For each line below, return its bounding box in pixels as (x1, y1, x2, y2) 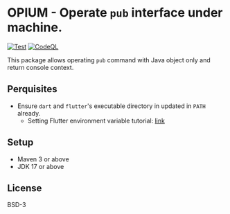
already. (17, 109, 41, 117)
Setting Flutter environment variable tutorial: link (27, 116, 165, 125)
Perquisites (7, 83, 57, 95)
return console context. (7, 63, 74, 71)
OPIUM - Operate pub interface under (7, 5, 223, 21)
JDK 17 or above (17, 162, 64, 170)
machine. (7, 19, 62, 35)
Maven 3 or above (17, 154, 69, 163)
